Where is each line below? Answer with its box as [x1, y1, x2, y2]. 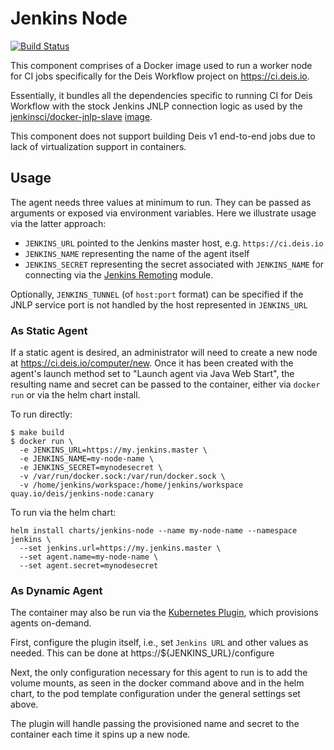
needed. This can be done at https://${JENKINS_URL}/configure [10, 647, 275, 659]
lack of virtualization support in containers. [10, 140, 187, 152]
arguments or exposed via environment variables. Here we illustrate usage [10, 207, 317, 219]
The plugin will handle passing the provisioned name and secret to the [10, 718, 300, 730]
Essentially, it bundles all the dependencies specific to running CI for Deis [10, 89, 313, 101]
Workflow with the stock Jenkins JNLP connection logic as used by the [10, 100, 303, 112]
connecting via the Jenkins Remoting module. [24, 268, 214, 281]
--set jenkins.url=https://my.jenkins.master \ [19, 543, 222, 554]
